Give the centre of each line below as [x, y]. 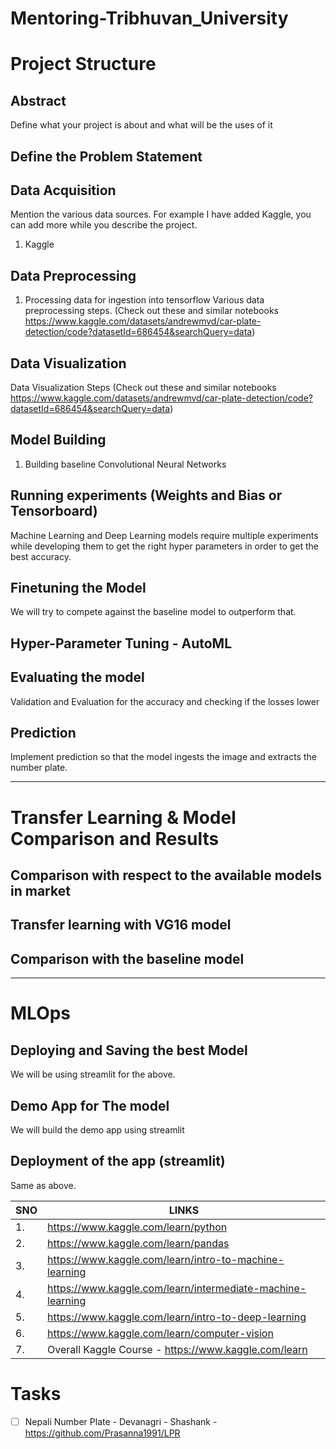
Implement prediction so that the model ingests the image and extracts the [163, 757]
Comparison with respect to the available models [166, 875]
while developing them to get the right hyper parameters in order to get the [165, 546]
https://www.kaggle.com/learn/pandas [138, 1243]
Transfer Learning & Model [123, 817]
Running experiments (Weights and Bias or [146, 495]
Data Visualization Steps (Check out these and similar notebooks [143, 388]
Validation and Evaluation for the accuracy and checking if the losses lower [165, 701]
